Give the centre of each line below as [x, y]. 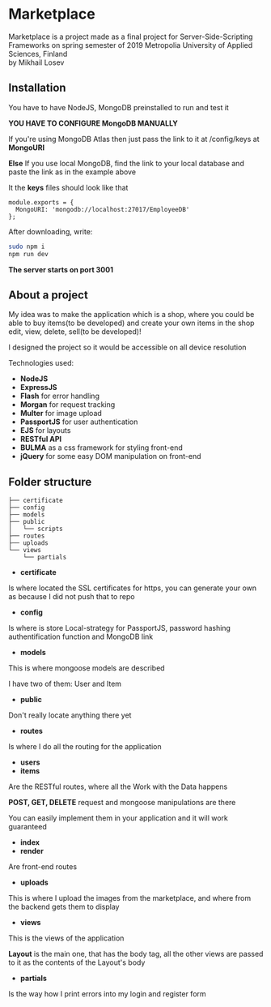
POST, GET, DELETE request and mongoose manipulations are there [122, 803]
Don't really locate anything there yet [70, 715]
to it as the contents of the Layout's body [77, 962]
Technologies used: [41, 363]
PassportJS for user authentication [79, 422]
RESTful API [41, 439]
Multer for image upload [61, 414]
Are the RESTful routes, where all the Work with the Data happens [118, 786]
